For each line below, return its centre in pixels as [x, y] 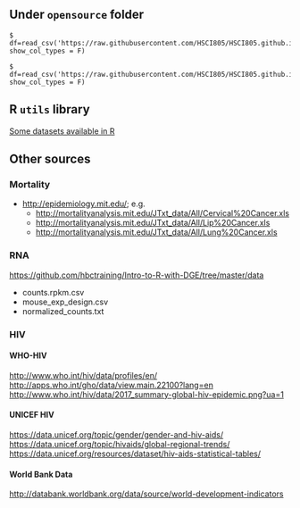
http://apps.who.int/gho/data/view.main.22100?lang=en [112, 385]
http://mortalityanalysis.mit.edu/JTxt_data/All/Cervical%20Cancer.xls [162, 213]
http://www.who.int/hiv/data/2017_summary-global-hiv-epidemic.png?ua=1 [146, 394]
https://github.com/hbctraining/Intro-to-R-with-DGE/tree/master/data [137, 275]
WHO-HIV [28, 355]
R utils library [50, 109]
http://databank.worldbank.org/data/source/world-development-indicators [146, 494]
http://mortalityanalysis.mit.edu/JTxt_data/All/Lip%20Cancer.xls [153, 223]
